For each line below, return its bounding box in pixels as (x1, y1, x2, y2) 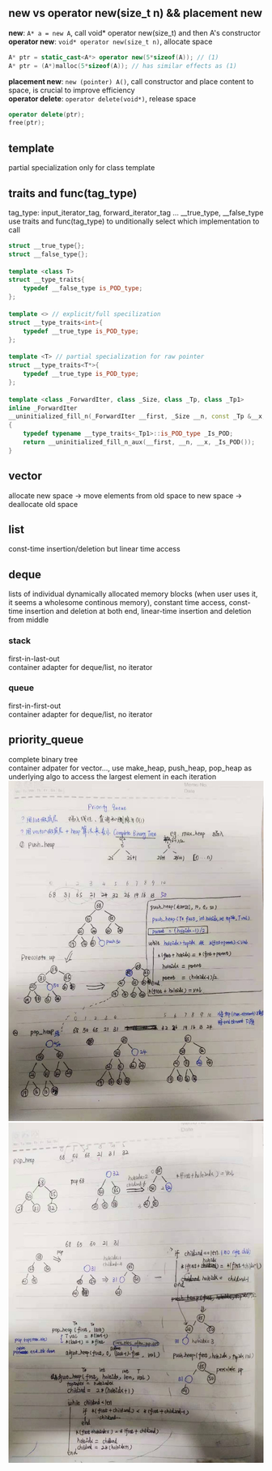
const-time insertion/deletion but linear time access (8, 544, 181, 554)
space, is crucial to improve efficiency (8, 85, 135, 95)
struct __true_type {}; (8, 241, 85, 249)
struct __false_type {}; (8, 250, 89, 258)
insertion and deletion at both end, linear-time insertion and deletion (24, 607, 252, 616)
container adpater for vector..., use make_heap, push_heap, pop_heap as (8, 763, 253, 773)
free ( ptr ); (8, 119, 45, 127)
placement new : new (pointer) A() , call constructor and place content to (8, 76, 254, 86)
